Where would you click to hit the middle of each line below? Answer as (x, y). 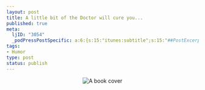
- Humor (16, 52)
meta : (13, 29)
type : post (20, 58)
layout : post (23, 12)
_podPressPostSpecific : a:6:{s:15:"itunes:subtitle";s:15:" (90, 40)
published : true (27, 23)
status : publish (27, 63)
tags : (13, 47)
